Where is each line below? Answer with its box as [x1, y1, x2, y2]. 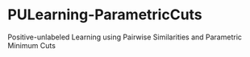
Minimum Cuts [7, 40, 56, 50]
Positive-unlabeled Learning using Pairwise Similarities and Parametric [7, 32, 243, 42]
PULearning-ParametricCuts [7, 6, 202, 24]
